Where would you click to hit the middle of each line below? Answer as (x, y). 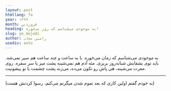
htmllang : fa (19, 15)
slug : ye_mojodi (22, 34)
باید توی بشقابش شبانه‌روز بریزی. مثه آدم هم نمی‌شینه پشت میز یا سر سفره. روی (82, 63)
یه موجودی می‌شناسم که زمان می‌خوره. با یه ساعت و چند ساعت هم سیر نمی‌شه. (82, 57)
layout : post (19, 10)
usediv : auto (19, 43)
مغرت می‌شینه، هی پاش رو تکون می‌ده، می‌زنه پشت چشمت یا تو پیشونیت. (76, 68)
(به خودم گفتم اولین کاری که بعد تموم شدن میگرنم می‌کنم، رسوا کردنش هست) (80, 83)
